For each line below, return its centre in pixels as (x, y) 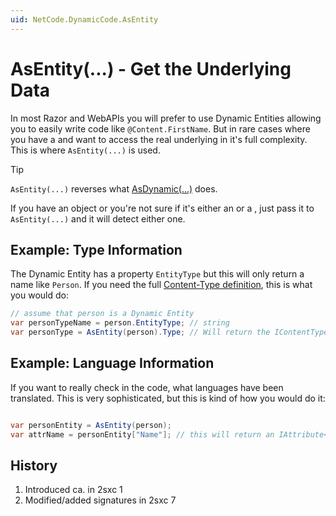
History (34, 465)
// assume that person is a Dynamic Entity (102, 314)
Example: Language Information (112, 363)
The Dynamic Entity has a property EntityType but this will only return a (157, 274)
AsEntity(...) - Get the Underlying (151, 68)
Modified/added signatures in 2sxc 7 (100, 500)
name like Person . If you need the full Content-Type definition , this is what (161, 285)
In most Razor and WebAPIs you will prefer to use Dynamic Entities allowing (166, 118)
